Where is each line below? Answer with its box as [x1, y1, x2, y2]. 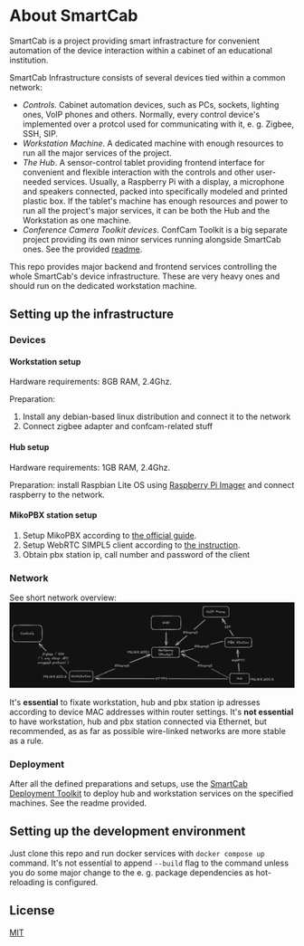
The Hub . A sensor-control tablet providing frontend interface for [22, 157, 265, 167]
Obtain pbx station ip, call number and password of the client [22, 549, 251, 559]
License [9, 903, 55, 919]
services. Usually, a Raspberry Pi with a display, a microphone [52, 176, 285, 186]
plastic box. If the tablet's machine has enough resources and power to [22, 196, 288, 206]
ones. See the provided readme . [22, 244, 143, 254]
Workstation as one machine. [22, 215, 132, 225]
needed [22, 176, 52, 186]
